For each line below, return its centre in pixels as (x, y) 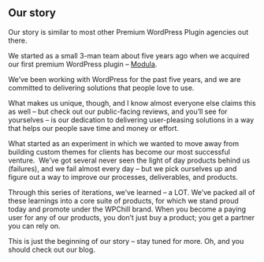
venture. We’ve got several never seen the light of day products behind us (129, 160)
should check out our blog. (52, 249)
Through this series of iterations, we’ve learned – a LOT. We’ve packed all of (132, 192)
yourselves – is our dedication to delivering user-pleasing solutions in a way (131, 120)
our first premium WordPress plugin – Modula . (83, 64)
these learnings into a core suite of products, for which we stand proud (123, 200)
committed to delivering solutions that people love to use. (101, 88)
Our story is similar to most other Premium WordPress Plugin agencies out (128, 32)
